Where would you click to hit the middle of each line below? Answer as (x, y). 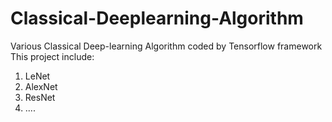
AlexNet (41, 86)
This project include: (52, 56)
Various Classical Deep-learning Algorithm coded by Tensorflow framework (166, 46)
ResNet (40, 97)
